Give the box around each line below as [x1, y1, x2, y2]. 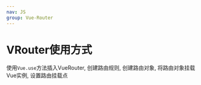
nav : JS [6, 9, 26, 15]
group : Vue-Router [6, 15, 53, 21]
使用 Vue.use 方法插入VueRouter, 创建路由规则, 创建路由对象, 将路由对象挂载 [6, 64, 195, 72]
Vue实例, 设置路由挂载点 [6, 72, 69, 79]
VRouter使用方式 [6, 43, 93, 57]
